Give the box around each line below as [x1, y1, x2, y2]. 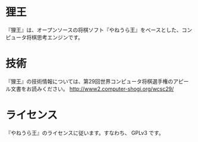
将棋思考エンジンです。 [26, 33, 84, 41]
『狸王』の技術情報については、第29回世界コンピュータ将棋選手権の [5, 78, 174, 85]
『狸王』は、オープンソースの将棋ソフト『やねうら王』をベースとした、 [5, 26, 182, 33]
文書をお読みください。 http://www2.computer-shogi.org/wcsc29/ [10, 85, 174, 92]
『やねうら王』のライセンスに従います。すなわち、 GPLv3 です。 [5, 129, 164, 136]
